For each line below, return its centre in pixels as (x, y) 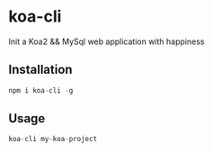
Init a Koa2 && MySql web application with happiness (106, 41)
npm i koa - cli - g (41, 90)
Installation (40, 70)
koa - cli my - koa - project (53, 139)
